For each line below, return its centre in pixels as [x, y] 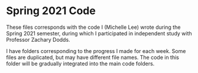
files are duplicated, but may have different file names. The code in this [92, 57]
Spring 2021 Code [51, 11]
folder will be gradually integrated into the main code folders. [80, 64]
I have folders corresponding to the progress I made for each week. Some [96, 51]
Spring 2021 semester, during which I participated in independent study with [99, 33]
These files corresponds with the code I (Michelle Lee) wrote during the [93, 27]
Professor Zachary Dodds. [38, 39]
